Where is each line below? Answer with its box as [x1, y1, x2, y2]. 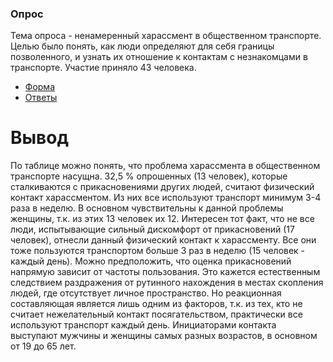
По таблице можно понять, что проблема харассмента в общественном [10, 160, 321, 172]
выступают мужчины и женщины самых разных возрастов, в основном [10, 330, 318, 342]
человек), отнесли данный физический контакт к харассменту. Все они [10, 234, 317, 246]
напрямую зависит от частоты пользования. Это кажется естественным [10, 266, 321, 278]
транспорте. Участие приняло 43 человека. [10, 62, 197, 74]
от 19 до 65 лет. [10, 340, 77, 352]
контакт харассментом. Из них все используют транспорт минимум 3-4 [10, 192, 322, 204]
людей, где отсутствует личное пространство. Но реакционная [10, 287, 282, 299]
